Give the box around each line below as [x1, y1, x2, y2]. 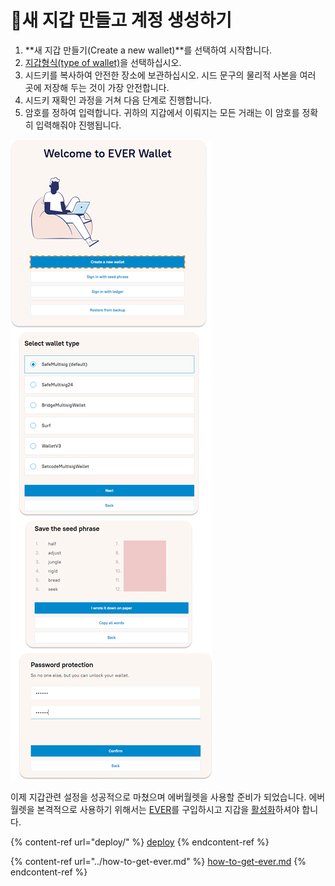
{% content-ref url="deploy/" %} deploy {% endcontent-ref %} [10, 836, 270, 848]
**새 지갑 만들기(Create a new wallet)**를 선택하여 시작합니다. [24, 44, 273, 56]
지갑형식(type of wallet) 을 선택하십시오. [24, 56, 182, 68]
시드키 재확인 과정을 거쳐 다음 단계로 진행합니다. [24, 94, 212, 106]
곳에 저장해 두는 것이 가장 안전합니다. [24, 81, 170, 93]
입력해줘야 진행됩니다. [35, 119, 122, 131]
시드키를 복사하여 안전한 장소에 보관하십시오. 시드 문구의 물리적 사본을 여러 [24, 69, 317, 81]
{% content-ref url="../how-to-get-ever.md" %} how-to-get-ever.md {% [10, 855, 307, 867]
